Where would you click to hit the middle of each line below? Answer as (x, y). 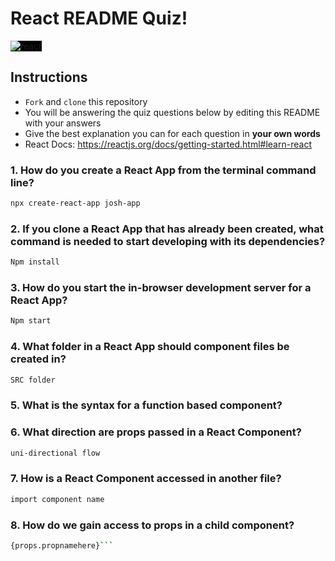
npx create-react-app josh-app (75, 203)
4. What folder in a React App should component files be (150, 347)
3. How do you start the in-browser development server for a (161, 288)
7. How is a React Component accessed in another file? (146, 479)
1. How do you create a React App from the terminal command (163, 170)
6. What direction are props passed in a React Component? (156, 432)
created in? (38, 359)
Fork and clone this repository (86, 101)
